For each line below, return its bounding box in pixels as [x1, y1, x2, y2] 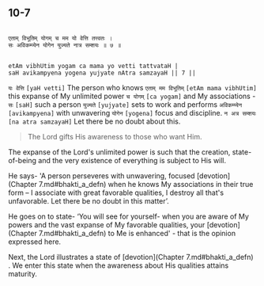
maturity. [8, 269, 37, 278]
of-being [8, 155, 37, 165]
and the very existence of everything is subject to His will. [38, 155, 227, 165]
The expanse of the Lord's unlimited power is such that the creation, [8, 147, 231, 157]
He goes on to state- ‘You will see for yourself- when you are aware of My [8, 212, 249, 221]
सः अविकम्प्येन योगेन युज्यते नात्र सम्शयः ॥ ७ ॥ [8, 41, 121, 49]
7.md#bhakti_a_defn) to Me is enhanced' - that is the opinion [38, 228, 236, 238]
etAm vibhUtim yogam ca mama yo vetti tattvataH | [8, 62, 179, 70]
